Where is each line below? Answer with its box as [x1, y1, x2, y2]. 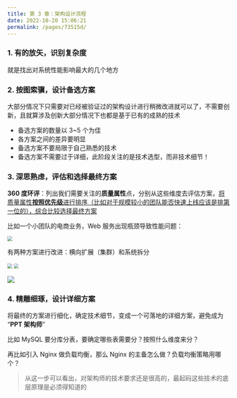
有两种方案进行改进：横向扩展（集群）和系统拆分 [7, 248, 150, 256]
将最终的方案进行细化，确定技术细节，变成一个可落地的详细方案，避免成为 [7, 311, 224, 320]
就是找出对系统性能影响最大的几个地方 [7, 65, 119, 74]
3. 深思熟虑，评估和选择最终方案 [7, 171, 118, 181]
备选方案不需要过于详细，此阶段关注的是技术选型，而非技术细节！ [17, 152, 209, 161]
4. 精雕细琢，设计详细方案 [7, 294, 96, 303]
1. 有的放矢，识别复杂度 [7, 48, 87, 58]
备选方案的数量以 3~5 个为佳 [17, 126, 101, 134]
